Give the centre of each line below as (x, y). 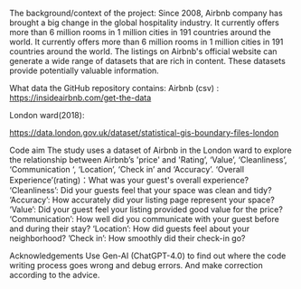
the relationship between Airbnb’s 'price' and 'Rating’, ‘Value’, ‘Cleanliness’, (148, 160)
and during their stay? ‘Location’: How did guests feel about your (130, 228)
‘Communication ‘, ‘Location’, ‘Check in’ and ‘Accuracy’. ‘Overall (127, 169)
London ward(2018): (47, 115)
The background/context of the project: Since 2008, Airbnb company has (146, 13)
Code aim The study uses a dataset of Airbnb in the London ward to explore (150, 150)
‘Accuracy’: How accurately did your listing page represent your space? (142, 200)
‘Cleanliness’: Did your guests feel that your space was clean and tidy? (141, 190)
